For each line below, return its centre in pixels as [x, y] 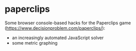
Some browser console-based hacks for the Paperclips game [68, 23]
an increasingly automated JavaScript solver [58, 38]
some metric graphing [35, 43]
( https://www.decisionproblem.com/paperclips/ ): [55, 28]
